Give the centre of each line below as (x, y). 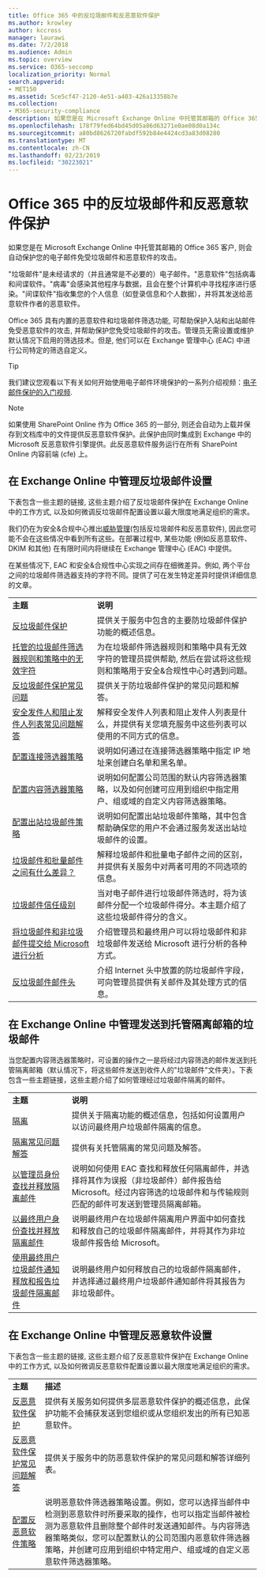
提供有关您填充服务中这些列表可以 (183, 724)
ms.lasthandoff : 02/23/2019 (54, 155)
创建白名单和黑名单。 (152, 763)
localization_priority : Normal (60, 74)
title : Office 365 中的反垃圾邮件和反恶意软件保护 (84, 15)
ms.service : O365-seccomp (50, 67)
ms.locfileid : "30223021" (50, 163)
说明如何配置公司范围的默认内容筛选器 (168, 778)
